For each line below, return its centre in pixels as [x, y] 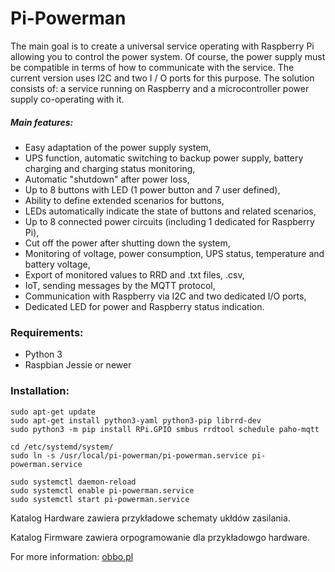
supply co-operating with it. [67, 99]
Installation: [40, 391]
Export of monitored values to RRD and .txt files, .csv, [134, 274]
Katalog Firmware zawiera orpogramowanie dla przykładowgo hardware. [160, 537]
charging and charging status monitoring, [110, 168]
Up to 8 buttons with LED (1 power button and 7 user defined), [152, 189]
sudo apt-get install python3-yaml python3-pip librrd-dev [136, 420]
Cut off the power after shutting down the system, [127, 243]
